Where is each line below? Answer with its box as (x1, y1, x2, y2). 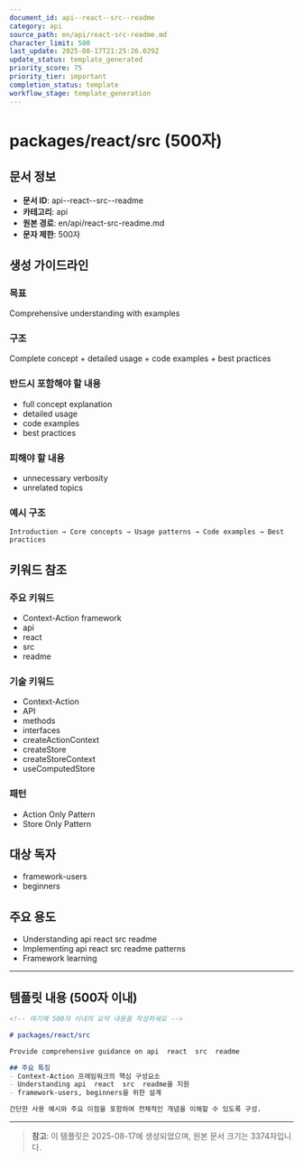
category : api (9, 22, 63, 31)
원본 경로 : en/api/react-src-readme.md (22, 218, 165, 228)
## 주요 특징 (9, 1063, 51, 1073)
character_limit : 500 (9, 38, 91, 48)
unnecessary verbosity (22, 473, 108, 484)
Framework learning (22, 953, 97, 964)
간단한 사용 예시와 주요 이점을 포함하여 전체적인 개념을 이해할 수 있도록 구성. (9, 1105, 262, 1114)
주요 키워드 (9, 591, 55, 604)
